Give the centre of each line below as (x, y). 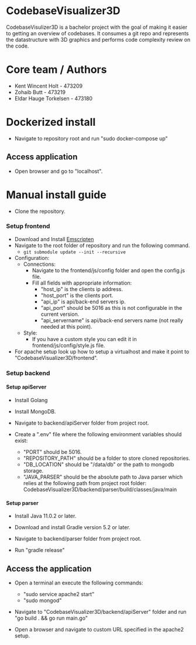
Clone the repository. (40, 211)
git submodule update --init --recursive (74, 252)
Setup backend (28, 373)
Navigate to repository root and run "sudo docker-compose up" (91, 138)
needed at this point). (66, 326)
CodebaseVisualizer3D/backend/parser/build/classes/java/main (100, 489)
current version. (60, 314)
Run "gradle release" (40, 550)
